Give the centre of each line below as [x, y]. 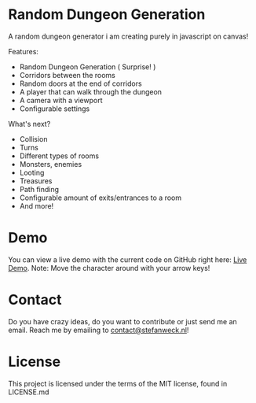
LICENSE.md [29, 392]
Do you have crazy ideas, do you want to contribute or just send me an [123, 321]
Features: [24, 51]
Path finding [39, 189]
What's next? [29, 124]
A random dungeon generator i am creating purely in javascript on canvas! [128, 36]
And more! [37, 205]
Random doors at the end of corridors [81, 83]
